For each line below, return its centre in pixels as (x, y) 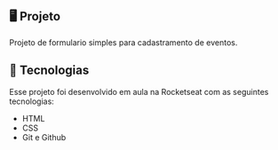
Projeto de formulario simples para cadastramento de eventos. (123, 42)
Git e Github (44, 137)
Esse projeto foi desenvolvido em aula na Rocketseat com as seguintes (139, 91)
